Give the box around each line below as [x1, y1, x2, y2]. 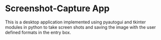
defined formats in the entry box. [5, 29, 71, 35]
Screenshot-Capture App [5, 3, 110, 14]
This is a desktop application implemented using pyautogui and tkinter [5, 19, 146, 25]
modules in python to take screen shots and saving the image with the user [5, 24, 156, 30]
